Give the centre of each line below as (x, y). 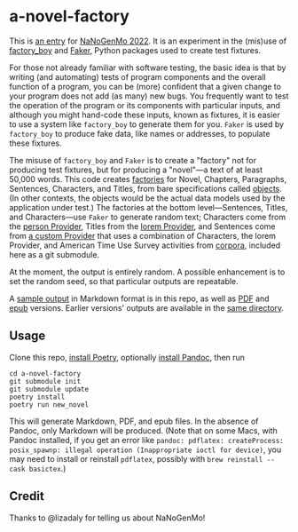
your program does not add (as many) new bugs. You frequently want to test (149, 96)
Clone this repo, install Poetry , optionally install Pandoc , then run (127, 357)
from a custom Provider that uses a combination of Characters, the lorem (143, 235)
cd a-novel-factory (45, 373)
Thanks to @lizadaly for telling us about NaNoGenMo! (107, 518)
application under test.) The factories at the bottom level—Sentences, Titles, (149, 207)
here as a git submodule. (55, 254)
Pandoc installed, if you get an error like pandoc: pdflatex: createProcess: (146, 440)
